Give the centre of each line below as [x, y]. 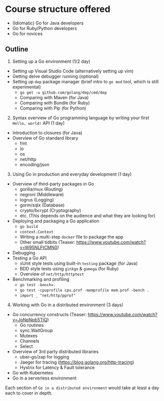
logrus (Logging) [37, 200]
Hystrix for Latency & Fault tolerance [57, 367]
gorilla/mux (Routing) [41, 189]
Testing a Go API [29, 258]
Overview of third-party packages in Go [53, 184]
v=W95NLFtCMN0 [39, 247]
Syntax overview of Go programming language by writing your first [81, 118]
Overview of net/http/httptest [52, 274]
